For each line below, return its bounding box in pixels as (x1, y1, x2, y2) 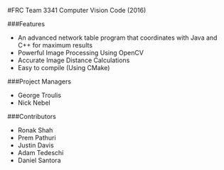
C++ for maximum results (17, 41, 93, 49)
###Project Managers (7, 77, 72, 86)
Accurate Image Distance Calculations (17, 56, 130, 64)
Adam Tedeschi (17, 149, 64, 157)
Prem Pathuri (17, 134, 56, 142)
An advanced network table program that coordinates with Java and (17, 33, 218, 42)
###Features (7, 20, 45, 28)
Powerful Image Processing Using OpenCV (17, 49, 144, 57)
